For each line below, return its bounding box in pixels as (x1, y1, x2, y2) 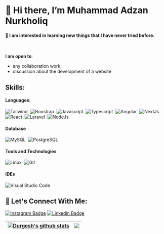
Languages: (5, 97, 31, 103)
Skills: (5, 83, 25, 91)
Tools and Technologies (5, 148, 57, 154)
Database (5, 125, 26, 131)
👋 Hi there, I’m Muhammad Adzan (5, 5, 148, 16)
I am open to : (5, 53, 33, 60)
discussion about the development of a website (12, 68, 112, 75)
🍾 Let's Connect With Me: (5, 197, 88, 205)
